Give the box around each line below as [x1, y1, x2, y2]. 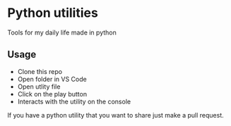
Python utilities [7, 5, 99, 21]
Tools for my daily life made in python [7, 28, 117, 37]
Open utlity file [17, 82, 61, 91]
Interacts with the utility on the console [17, 97, 131, 106]
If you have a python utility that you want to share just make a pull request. [7, 111, 224, 119]
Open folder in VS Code [17, 75, 87, 83]
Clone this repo [17, 67, 62, 75]
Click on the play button [17, 89, 87, 98]
